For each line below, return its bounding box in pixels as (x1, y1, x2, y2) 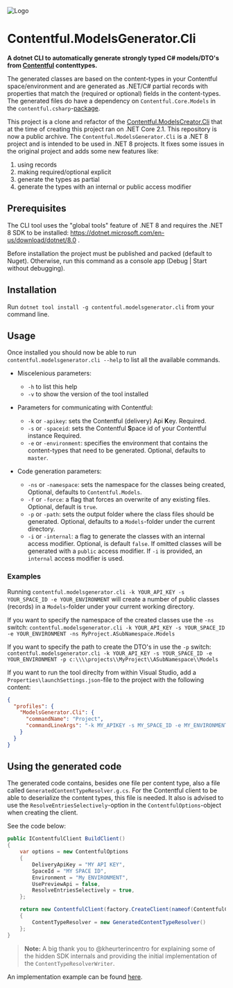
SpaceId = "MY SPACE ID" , (32, 867, 107, 874)
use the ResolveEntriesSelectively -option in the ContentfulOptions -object (7, 801, 222, 810)
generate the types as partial (17, 175, 100, 183)
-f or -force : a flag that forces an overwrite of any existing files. (27, 495, 211, 504)
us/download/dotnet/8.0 (7, 236, 77, 244)
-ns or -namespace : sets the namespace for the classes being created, (27, 481, 226, 489)
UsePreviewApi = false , (32, 880, 101, 887)
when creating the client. (7, 808, 78, 817)
